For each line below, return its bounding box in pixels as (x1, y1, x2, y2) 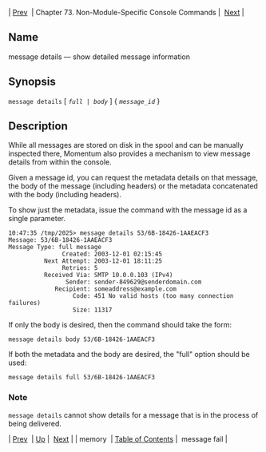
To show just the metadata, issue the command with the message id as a (8, 205, 248, 215)
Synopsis (8, 75, 56, 89)
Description (8, 120, 68, 133)
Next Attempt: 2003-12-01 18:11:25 (43, 257, 162, 265)
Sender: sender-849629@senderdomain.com (65, 278, 202, 287)
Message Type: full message (8, 244, 102, 252)
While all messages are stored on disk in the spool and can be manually (8, 141, 244, 150)
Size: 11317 (72, 306, 113, 315)
